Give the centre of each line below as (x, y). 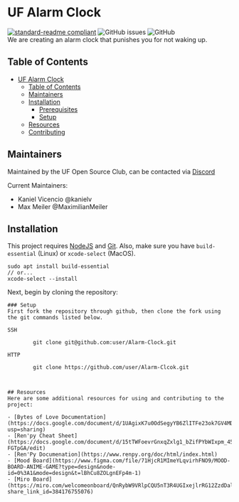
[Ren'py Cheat (34, 436)
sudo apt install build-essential (59, 267)
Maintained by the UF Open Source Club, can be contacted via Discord (111, 171)
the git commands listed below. (55, 318)
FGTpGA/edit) (27, 449)
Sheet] (68, 436)
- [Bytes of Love (33, 417)
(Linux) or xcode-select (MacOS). (87, 254)
